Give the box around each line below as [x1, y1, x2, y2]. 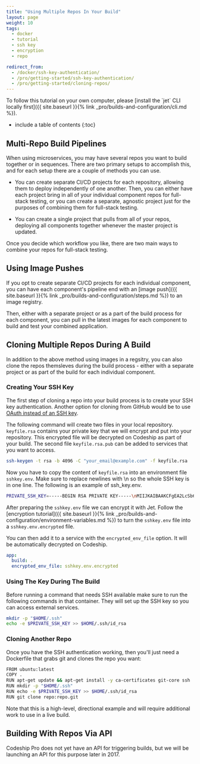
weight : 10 [6, 20, 33, 26]
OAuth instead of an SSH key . [6, 409, 79, 417]
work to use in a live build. [6, 711, 70, 718]
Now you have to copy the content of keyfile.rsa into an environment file [6, 469, 187, 476]
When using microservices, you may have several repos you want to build [6, 154, 187, 161]
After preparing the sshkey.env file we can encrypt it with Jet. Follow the [6, 504, 183, 511]
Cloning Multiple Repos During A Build [6, 340, 151, 350]
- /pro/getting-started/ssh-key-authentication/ [11, 75, 135, 81]
